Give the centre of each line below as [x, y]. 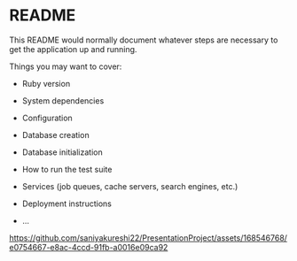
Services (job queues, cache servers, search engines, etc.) [130, 186]
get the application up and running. [73, 49]
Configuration [47, 118]
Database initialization [63, 152]
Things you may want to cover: [66, 66]
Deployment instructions [67, 203]
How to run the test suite [67, 169]
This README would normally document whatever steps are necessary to [144, 40]
